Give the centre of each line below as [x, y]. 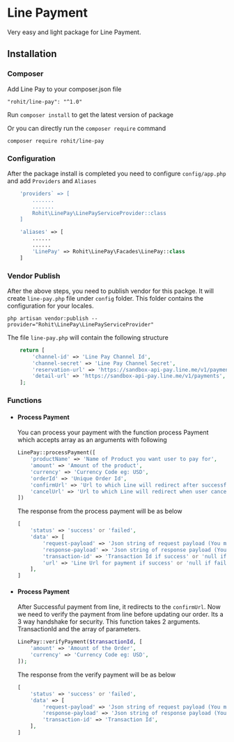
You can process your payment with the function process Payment [113, 432]
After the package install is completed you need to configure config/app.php [117, 173]
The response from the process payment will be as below [100, 511]
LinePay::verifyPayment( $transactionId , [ [80, 642]
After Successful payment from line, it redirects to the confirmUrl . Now [119, 607]
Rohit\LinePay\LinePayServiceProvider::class [100, 213]
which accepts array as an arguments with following [92, 440]
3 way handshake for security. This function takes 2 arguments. [109, 622]
